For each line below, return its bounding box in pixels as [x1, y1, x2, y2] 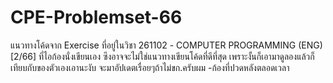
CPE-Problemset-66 [10, 6, 183, 29]
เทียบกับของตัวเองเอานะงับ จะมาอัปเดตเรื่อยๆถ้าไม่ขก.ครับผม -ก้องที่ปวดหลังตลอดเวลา [10, 61, 290, 73]
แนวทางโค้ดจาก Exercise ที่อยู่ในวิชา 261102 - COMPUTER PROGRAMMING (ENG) [10, 39, 323, 51]
